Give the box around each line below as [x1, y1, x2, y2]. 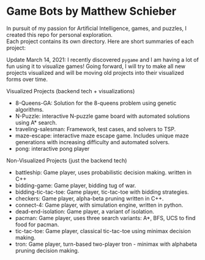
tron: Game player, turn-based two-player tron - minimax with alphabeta [15, 240, 198, 248]
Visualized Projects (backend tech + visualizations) [6, 87, 135, 94]
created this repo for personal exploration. [6, 31, 113, 38]
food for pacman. [15, 221, 59, 228]
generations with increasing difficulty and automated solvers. [15, 138, 170, 145]
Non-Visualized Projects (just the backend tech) [6, 156, 127, 164]
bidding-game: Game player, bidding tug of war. [15, 182, 136, 189]
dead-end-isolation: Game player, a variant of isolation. [15, 207, 154, 215]
